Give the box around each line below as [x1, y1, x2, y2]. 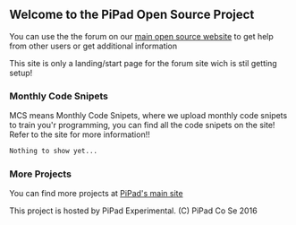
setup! [9, 67, 33, 78]
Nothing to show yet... [9, 147, 98, 156]
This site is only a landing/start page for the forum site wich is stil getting [9, 57, 277, 68]
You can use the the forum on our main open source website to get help [9, 30, 275, 41]
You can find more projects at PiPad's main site [9, 188, 183, 199]
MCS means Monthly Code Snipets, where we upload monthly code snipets [9, 110, 288, 121]
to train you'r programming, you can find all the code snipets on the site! [9, 120, 275, 131]
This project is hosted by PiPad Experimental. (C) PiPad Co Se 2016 [9, 205, 258, 216]
